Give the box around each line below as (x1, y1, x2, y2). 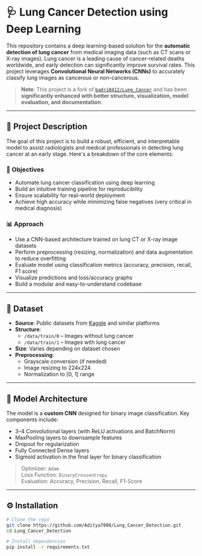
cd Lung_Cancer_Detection (6, 528, 71, 534)
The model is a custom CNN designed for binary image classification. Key (6, 409, 189, 417)
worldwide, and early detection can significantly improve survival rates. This (6, 61, 195, 69)
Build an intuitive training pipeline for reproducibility (14, 185, 143, 193)
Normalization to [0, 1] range (23, 371, 95, 378)
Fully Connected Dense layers (14, 447, 90, 454)
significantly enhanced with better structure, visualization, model (20, 92, 189, 99)
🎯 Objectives (6, 165, 44, 174)
